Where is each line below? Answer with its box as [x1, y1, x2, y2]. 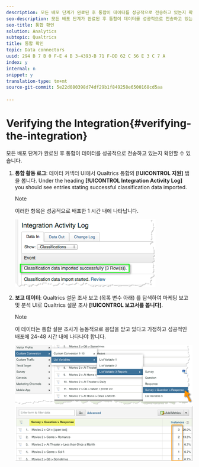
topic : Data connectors [6, 47, 65, 53]
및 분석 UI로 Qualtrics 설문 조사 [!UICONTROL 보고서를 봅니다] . [14, 301, 163, 309]
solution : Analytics [6, 28, 57, 34]
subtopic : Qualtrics [6, 34, 57, 41]
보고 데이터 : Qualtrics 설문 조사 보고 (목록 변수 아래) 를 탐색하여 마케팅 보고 [14, 294, 188, 301]
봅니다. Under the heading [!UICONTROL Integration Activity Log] [21, 177, 182, 184]
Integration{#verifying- [73, 117, 191, 130]
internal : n [6, 66, 36, 72]
